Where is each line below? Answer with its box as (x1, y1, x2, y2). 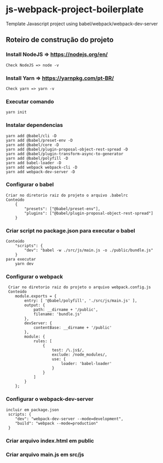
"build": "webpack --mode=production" (15, 420, 98, 426)
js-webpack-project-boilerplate (6, 4, 144, 15)
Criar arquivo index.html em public (6, 437, 94, 444)
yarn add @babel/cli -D (6, 133, 57, 138)
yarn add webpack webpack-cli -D (6, 164, 78, 170)
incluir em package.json (6, 407, 59, 412)
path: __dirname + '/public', (33, 307, 98, 312)
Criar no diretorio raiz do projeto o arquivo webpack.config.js (8, 285, 151, 290)
